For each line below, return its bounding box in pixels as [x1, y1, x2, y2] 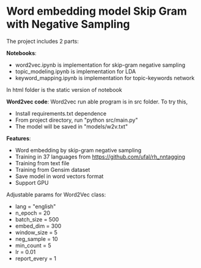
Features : [6, 135, 31, 142]
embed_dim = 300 [15, 222, 62, 229]
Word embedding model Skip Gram [6, 4, 188, 18]
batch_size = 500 [15, 215, 59, 223]
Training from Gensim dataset [15, 166, 90, 173]
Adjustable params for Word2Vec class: [6, 191, 106, 198]
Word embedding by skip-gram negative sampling [15, 146, 142, 154]
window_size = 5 [15, 228, 58, 236]
